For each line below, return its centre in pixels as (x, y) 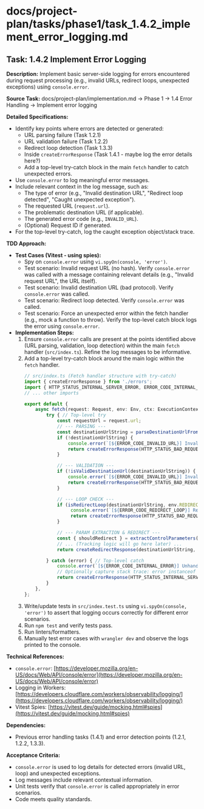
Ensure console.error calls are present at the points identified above (110, 339)
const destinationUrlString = (95, 432)
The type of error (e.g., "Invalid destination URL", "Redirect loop (104, 193)
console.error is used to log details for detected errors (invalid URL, (100, 767)
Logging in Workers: (40, 688)
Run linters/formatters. (52, 632)
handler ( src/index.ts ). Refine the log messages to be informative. (108, 352)
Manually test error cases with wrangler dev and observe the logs (106, 638)
